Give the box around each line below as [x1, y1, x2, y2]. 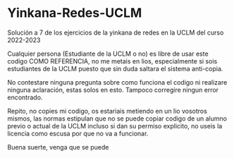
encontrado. [7, 93, 43, 102]
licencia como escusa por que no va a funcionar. [7, 129, 149, 138]
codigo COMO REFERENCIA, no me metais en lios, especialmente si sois [7, 56, 218, 65]
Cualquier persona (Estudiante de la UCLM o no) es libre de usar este [7, 49, 209, 58]
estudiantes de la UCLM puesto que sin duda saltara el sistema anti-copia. [7, 64, 223, 73]
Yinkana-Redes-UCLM [7, 5, 142, 21]
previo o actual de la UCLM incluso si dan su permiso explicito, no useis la [7, 121, 223, 130]
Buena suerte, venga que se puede [7, 142, 109, 151]
